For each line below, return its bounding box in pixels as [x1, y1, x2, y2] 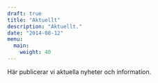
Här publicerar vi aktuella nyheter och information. [7, 67, 152, 76]
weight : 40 [19, 49, 52, 56]
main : [13, 42, 30, 49]
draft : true [7, 10, 42, 17]
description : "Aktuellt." [7, 23, 82, 30]
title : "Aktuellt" [7, 17, 61, 24]
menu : [7, 36, 23, 43]
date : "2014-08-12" [7, 29, 64, 37]
